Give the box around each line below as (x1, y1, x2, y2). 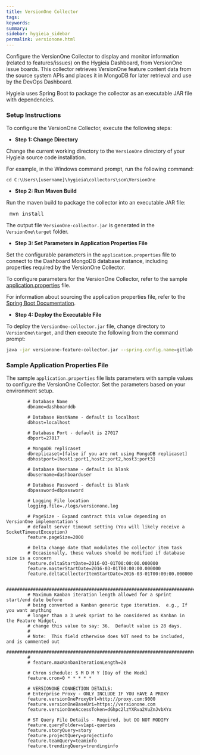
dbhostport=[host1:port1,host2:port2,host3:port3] (27, 456, 156, 462)
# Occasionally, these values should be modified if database (27, 550, 185, 556)
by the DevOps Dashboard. (6, 78, 73, 85)
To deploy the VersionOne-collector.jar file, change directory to (6, 323, 165, 330)
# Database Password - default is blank (27, 482, 129, 488)
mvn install (9, 211, 45, 218)
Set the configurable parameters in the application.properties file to (6, 251, 177, 258)
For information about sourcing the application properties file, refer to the (6, 293, 186, 301)
